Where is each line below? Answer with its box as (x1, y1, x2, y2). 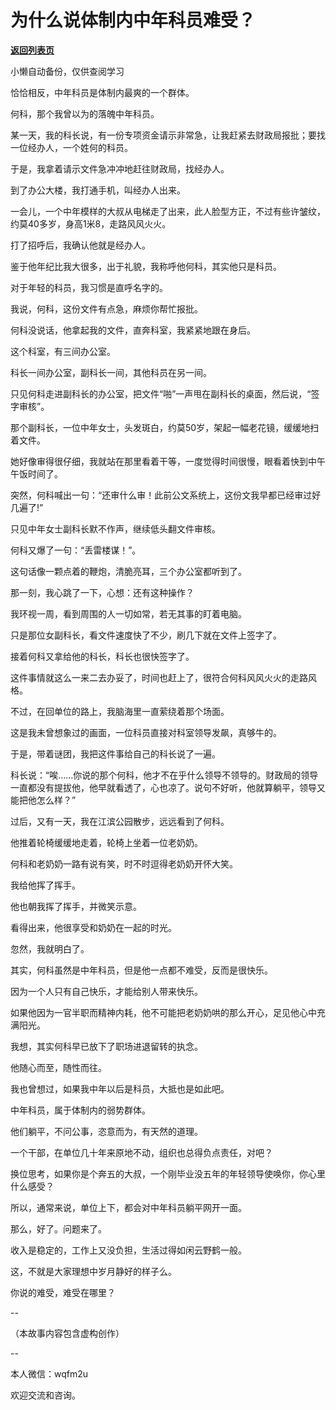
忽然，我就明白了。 (10, 942, 90, 955)
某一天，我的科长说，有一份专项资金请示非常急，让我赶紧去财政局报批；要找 (10, 129, 326, 141)
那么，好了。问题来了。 (10, 1222, 107, 1235)
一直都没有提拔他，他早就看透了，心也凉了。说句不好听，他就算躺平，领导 (10, 781, 317, 793)
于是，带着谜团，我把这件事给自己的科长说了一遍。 (10, 747, 221, 760)
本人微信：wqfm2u (10, 1367, 89, 1380)
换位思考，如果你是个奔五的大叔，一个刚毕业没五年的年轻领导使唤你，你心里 (10, 1167, 326, 1180)
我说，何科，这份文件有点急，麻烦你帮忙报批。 (10, 302, 203, 315)
